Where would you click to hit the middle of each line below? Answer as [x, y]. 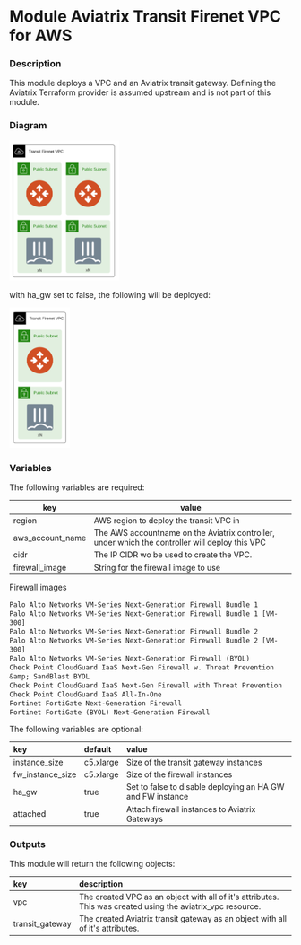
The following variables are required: [77, 487]
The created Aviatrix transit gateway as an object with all [183, 919]
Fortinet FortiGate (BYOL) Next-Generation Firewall [110, 713]
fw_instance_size [45, 774]
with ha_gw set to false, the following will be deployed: [110, 294]
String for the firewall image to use [157, 567]
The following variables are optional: [76, 730]
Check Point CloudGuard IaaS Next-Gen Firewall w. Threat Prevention [142, 668]
